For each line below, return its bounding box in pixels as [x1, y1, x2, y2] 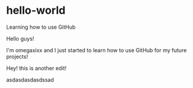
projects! [6, 53, 28, 60]
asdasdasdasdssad [6, 76, 54, 83]
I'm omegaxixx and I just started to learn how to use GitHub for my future [6, 46, 187, 54]
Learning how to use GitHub [6, 23, 76, 31]
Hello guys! [6, 35, 34, 42]
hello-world [6, 4, 66, 17]
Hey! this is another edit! [6, 64, 67, 72]
